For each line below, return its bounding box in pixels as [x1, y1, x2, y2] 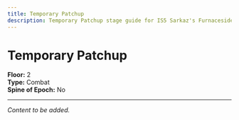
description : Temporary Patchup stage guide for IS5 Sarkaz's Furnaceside [7, 17, 234, 24]
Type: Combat [7, 78, 50, 87]
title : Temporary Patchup [7, 10, 84, 18]
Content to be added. [7, 106, 70, 114]
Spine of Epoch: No [7, 85, 66, 94]
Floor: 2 [7, 71, 31, 79]
